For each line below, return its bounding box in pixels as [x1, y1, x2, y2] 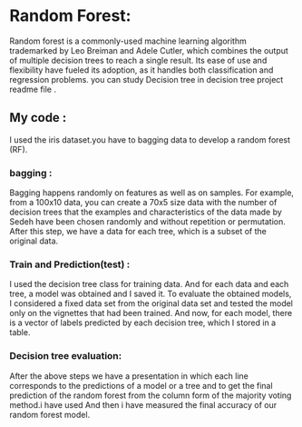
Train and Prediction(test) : [9, 258, 131, 271]
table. [9, 327, 31, 338]
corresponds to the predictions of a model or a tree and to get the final [9, 380, 274, 391]
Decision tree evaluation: [9, 350, 122, 362]
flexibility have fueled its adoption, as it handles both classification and [9, 65, 274, 75]
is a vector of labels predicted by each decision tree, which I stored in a [9, 317, 277, 328]
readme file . [9, 84, 57, 94]
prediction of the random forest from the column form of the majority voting [9, 390, 292, 401]
